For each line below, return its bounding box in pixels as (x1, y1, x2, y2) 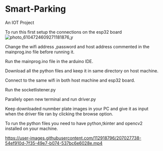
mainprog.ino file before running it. (5, 49, 74, 55)
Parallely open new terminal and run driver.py (5, 96, 96, 102)
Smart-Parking (5, 3, 66, 15)
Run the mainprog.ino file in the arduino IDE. (5, 58, 93, 64)
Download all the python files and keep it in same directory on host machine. (5, 67, 159, 74)
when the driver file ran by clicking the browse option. (5, 111, 113, 117)
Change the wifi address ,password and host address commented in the (5, 43, 150, 49)
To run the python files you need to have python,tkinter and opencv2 (5, 120, 143, 126)
